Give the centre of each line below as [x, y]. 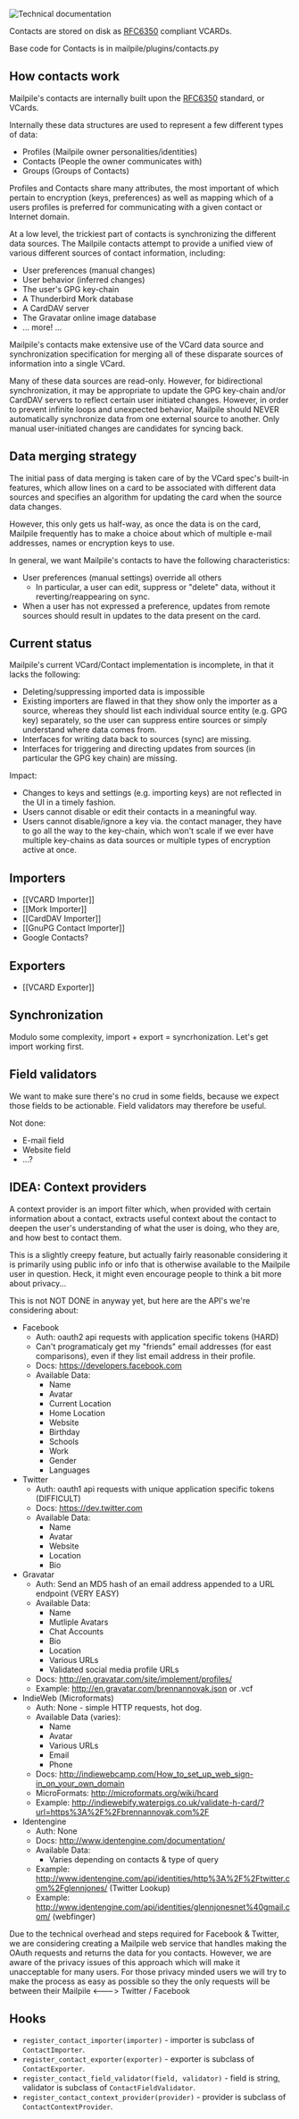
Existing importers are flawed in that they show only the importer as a [150, 701]
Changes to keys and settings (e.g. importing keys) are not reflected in [152, 793]
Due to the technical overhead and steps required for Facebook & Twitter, [144, 1933]
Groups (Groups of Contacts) [75, 171]
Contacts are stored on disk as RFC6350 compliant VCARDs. [120, 31]
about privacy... [38, 1283]
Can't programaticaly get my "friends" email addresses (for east [154, 1347]
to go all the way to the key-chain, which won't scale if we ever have [148, 831]
